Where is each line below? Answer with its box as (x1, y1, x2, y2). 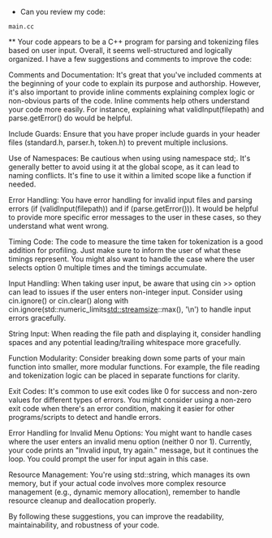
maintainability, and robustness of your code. (8, 520, 160, 530)
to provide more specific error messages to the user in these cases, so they (8, 212, 261, 222)
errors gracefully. (8, 313, 67, 322)
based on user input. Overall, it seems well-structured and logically (8, 46, 233, 55)
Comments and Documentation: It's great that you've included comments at (8, 70, 262, 80)
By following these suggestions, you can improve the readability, (8, 512, 225, 521)
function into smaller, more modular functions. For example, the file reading (8, 362, 261, 371)
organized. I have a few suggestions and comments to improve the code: (8, 55, 253, 63)
